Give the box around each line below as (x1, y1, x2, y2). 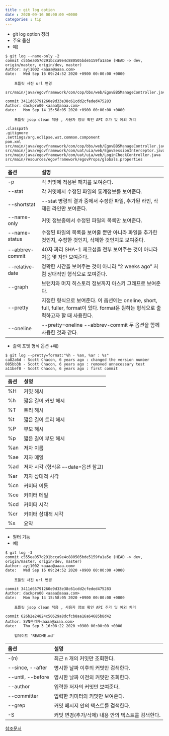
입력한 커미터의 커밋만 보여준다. (54, 693, 125, 700)
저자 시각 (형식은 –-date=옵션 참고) (23, 464, 104, 471)
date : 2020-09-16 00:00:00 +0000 (5, 12, 78, 17)
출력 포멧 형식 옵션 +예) (12, 343, 59, 349)
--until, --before (8, 674, 49, 681)
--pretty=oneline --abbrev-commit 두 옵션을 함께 (41, 322, 160, 329)
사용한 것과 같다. (41, 329, 78, 336)
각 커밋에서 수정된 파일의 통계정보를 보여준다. (41, 188, 142, 195)
